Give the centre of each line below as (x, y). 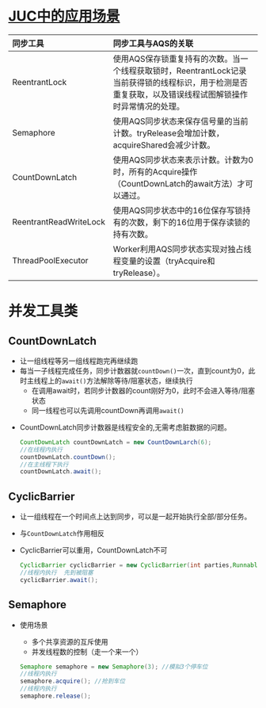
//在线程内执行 (41, 450)
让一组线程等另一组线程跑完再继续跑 (79, 361)
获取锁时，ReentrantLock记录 (192, 71)
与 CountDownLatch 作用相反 (62, 534)
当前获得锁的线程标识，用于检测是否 (180, 82)
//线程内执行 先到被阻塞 (56, 572)
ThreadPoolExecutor (50, 260)
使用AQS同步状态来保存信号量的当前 (180, 121)
